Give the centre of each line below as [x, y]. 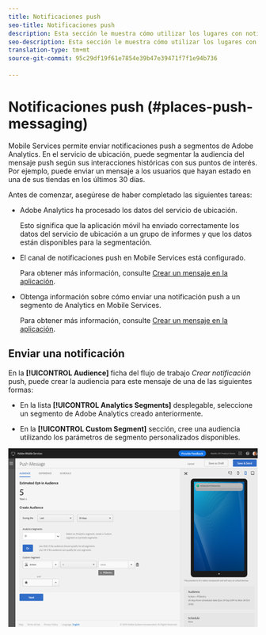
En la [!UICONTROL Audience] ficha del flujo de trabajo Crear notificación [129, 373]
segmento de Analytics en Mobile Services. [91, 305]
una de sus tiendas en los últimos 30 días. [77, 179]
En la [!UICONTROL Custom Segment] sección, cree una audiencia [130, 428]
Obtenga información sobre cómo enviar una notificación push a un [130, 296]
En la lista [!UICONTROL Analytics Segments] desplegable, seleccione [136, 405]
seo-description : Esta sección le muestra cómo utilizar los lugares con [133, 42]
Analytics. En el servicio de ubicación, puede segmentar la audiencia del [126, 154]
